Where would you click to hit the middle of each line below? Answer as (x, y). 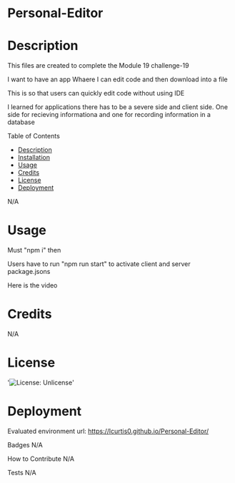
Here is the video (32, 285)
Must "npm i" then (34, 250)
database (21, 122)
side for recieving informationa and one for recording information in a (109, 115)
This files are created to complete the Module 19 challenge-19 (98, 66)
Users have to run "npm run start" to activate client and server (99, 264)
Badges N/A (25, 444)
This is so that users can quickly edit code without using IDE (96, 93)
